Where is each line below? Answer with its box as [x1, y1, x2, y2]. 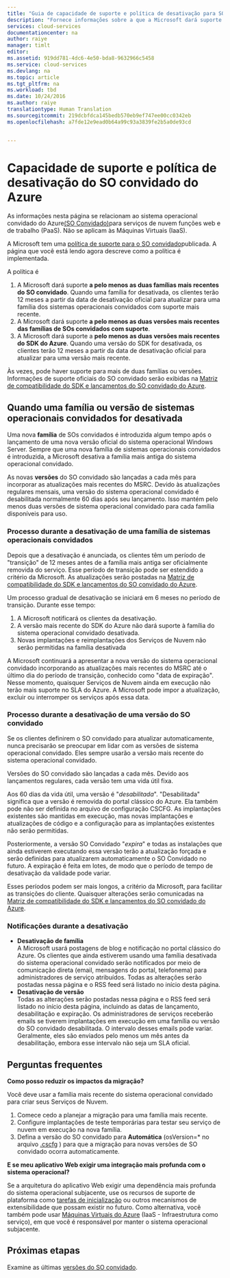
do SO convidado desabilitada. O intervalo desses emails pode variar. [16, 1024, 214, 1033]
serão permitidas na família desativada [16, 643, 127, 651]
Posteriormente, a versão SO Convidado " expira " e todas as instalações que [7, 839, 222, 848]
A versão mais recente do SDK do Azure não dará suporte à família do [16, 621, 215, 629]
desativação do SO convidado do [7, 174, 199, 190]
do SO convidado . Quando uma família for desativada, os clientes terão [16, 288, 219, 297]
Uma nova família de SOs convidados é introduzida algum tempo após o [7, 430, 212, 439]
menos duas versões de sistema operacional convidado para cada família [7, 502, 214, 511]
